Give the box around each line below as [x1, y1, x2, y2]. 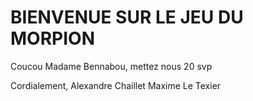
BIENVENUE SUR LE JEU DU [10, 6, 244, 29]
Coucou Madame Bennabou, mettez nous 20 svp [10, 60, 213, 72]
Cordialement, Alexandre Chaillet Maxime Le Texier [10, 79, 222, 91]
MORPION [10, 27, 95, 50]
